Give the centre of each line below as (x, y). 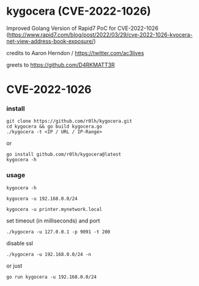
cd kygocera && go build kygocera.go (54, 127)
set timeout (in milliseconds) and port (53, 221)
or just (14, 266)
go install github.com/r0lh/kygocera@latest (64, 155)
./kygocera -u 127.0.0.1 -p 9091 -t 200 (59, 232)
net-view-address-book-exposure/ (50, 41)
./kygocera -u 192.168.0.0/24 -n (49, 254)
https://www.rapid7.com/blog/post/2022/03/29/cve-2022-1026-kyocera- (100, 34)
